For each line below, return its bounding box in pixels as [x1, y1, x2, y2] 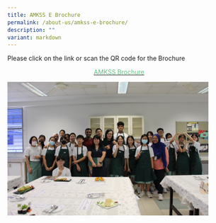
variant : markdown [7, 34, 62, 41]
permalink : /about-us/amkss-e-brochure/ [7, 18, 129, 26]
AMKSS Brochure [93, 68, 144, 76]
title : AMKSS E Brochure [7, 11, 81, 18]
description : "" [7, 26, 55, 33]
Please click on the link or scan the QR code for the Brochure [7, 54, 186, 63]
